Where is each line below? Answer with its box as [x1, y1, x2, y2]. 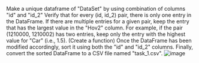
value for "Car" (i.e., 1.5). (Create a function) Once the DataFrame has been [6, 37, 192, 44]
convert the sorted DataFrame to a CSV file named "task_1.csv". [6, 50, 163, 56]
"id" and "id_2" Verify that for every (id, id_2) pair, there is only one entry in [6, 11, 192, 19]
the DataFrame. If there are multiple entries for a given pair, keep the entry [6, 18, 190, 25]
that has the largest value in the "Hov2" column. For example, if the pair [6, 24, 183, 31]
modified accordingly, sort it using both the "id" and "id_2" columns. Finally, [6, 43, 194, 50]
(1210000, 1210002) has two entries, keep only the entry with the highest [6, 31, 186, 38]
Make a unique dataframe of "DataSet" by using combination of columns [6, 5, 186, 12]
